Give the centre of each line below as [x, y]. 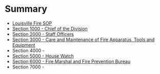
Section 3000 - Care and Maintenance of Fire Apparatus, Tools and [83, 40]
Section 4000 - [28, 50]
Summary [26, 9]
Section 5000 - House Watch [43, 56]
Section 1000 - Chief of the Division [50, 28]
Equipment [24, 45]
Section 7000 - [28, 67]
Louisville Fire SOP [32, 23]
